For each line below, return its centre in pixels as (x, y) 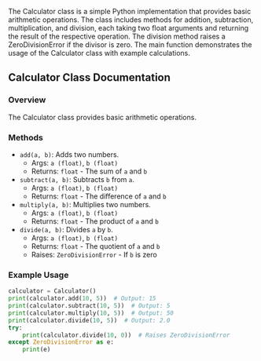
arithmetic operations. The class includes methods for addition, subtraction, (131, 20)
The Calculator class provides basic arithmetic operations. (102, 117)
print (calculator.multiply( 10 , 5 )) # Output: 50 (91, 313)
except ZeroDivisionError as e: (61, 342)
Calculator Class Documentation (90, 78)
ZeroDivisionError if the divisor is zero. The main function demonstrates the (130, 45)
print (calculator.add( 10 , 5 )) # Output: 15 (82, 299)
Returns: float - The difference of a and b (99, 196)
